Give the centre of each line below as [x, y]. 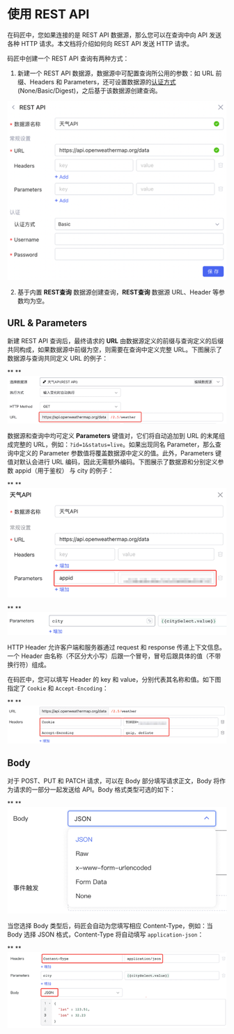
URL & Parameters [47, 323]
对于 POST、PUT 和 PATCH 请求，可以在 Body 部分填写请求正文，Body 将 [114, 781]
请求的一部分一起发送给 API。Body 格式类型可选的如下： [94, 789]
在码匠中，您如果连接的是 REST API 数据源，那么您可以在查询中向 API [107, 35]
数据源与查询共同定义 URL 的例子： [58, 358]
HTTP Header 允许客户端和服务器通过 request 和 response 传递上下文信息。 [117, 647]
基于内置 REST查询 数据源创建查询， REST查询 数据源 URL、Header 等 [118, 292]
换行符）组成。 [29, 664]
